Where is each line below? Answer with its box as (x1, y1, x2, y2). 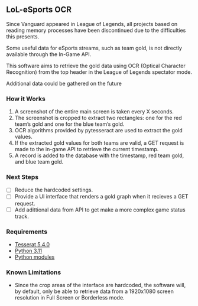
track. (14, 213, 30, 220)
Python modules (14, 253, 55, 261)
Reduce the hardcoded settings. (14, 186, 93, 194)
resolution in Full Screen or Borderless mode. (14, 294, 125, 301)
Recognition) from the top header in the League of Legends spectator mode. (6, 68, 193, 76)
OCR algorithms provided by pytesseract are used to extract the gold (14, 127, 183, 134)
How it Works (6, 95, 46, 103)
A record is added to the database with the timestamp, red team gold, (14, 152, 184, 159)
